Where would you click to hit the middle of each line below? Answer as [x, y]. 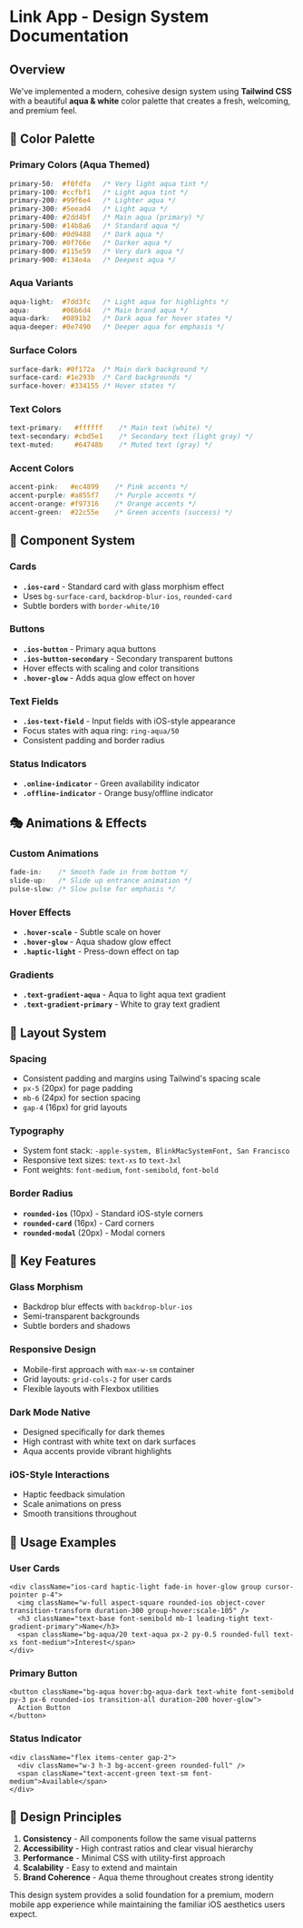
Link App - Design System [109, 17]
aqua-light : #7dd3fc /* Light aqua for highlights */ [119, 301]
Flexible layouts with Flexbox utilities [91, 1388]
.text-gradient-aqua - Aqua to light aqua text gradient [124, 995]
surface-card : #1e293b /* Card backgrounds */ [101, 378]
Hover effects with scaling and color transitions [111, 668]
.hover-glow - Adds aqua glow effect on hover [109, 677]
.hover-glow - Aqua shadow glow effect [97, 942]
